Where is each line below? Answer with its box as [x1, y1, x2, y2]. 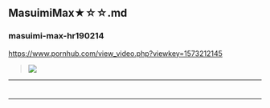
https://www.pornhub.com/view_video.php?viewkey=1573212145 [8, 48, 223, 58]
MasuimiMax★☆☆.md [8, 6, 128, 20]
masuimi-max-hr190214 [8, 30, 104, 42]
